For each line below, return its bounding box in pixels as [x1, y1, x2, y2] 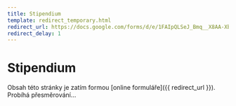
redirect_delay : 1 [7, 29, 61, 37]
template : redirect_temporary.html [7, 17, 112, 24]
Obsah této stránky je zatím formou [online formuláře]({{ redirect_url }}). [7, 84, 216, 92]
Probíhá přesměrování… [7, 91, 77, 99]
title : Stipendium [7, 10, 61, 18]
